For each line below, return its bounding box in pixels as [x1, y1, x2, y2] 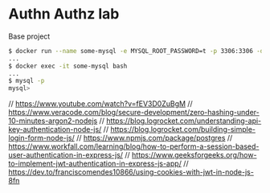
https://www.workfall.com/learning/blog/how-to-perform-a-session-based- [8, 142, 260, 151]
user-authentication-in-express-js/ [8, 150, 123, 160]
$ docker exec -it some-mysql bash [8, 62, 128, 70]
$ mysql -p [8, 77, 45, 85]
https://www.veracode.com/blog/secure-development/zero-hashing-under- [8, 108, 260, 117]
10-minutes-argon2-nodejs [8, 116, 98, 125]
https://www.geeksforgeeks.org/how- [131, 150, 257, 160]
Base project [8, 31, 51, 41]
